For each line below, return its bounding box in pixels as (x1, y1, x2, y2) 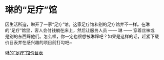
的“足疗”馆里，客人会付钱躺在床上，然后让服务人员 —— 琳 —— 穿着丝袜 (5, 27, 151, 33)
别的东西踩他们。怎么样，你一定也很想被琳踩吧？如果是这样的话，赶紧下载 (9, 33, 159, 39)
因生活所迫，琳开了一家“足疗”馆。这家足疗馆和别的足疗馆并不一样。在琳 (5, 21, 150, 27)
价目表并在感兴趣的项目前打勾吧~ (5, 39, 72, 45)
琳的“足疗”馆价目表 (5, 49, 43, 56)
